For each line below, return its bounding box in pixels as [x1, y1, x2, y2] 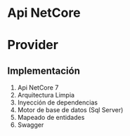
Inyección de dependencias [17, 98, 98, 107]
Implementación [7, 64, 81, 76]
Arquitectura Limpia [17, 91, 75, 100]
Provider [7, 37, 58, 53]
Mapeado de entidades [17, 114, 85, 122]
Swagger [17, 121, 44, 129]
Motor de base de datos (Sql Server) [17, 106, 124, 114]
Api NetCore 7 [17, 83, 59, 92]
